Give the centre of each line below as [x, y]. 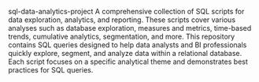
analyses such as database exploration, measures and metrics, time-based [130, 28]
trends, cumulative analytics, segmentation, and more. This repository [122, 36]
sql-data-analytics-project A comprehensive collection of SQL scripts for [126, 11]
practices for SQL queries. [51, 70]
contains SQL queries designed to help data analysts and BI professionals [128, 45]
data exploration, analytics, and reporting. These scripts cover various [122, 20]
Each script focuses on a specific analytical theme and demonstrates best [128, 61]
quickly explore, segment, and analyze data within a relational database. [125, 53]
